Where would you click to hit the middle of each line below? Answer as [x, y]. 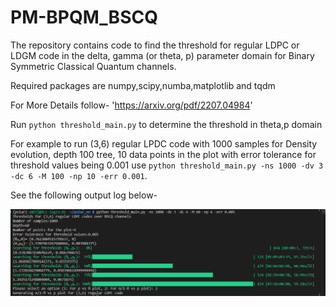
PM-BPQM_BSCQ [84, 17]
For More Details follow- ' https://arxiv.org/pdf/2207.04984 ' [131, 105]
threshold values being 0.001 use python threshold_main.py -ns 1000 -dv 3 [167, 165]
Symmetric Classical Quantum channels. [93, 66]
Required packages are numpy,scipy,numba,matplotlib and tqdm [143, 85]
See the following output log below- [84, 195]
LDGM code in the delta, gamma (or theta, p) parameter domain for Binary [162, 55]
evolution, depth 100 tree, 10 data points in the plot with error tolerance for [163, 154]
